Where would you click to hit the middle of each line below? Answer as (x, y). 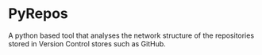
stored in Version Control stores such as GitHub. (87, 43)
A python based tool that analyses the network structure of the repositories (131, 35)
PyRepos (39, 14)
